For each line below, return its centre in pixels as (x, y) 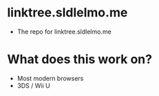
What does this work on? (80, 59)
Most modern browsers (50, 78)
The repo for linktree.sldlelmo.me (64, 32)
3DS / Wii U (33, 85)
